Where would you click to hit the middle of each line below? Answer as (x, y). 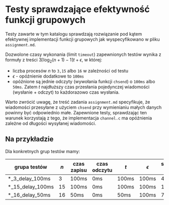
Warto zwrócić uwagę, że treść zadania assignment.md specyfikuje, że (78, 102)
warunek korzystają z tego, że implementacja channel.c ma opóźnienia (79, 118)
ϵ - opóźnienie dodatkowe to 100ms (48, 76)
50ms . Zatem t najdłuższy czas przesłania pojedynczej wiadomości (81, 87)
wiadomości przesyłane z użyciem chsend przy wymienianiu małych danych (83, 107)
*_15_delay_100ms (31, 186)
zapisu (78, 170)
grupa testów (31, 167)
